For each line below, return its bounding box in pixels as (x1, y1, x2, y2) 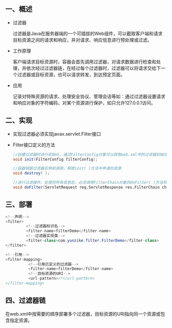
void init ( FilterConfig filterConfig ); (12, 157, 98, 162)
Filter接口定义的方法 (12, 142, 55, 148)
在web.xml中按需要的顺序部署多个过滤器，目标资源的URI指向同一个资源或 (5, 311, 161, 317)
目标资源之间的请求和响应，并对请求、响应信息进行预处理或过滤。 (12, 36, 152, 43)
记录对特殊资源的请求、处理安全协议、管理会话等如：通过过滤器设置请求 (12, 93, 165, 99)
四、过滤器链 (5, 296, 46, 305)
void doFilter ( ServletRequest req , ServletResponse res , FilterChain (12, 185, 160, 190)
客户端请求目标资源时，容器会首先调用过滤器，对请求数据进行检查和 (12, 59, 157, 65)
